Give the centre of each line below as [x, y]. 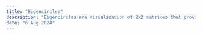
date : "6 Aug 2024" [31, 23]
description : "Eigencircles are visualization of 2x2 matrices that [94, 17]
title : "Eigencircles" [35, 12]
